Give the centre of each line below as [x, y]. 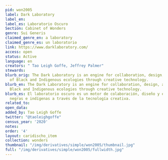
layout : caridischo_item [31, 136]
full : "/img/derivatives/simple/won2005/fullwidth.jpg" [64, 150]
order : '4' [16, 131]
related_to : [17, 103]
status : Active [21, 56]
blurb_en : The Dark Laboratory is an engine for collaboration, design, [82, 84]
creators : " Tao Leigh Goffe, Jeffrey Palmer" [54, 66]
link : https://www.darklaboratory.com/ [47, 47]
